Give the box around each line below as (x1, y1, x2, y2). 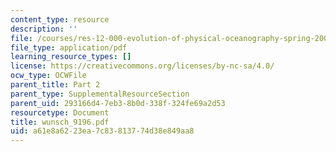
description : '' (10, 24, 78, 34)
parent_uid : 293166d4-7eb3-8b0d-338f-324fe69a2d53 (10, 98, 226, 108)
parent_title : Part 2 (10, 80, 101, 90)
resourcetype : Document (10, 107, 110, 118)
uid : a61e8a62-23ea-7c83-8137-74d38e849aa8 (10, 126, 195, 136)
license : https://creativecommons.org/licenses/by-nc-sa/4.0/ (10, 61, 275, 71)
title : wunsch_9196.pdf (10, 117, 110, 127)
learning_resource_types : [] (10, 52, 132, 62)
